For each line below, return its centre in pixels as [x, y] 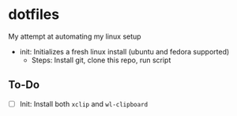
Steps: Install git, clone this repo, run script [101, 60]
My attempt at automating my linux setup [75, 36]
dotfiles [34, 15]
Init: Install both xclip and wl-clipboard [84, 103]
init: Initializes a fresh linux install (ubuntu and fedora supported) [124, 51]
